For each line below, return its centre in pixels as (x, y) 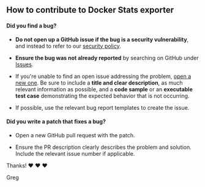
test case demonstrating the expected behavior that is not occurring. (102, 96)
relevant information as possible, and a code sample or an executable (104, 89)
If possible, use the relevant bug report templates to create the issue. (102, 107)
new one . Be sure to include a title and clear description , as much (99, 83)
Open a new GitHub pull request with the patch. (75, 135)
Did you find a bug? (32, 25)
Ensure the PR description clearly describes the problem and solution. (103, 147)
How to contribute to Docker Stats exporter (90, 10)
